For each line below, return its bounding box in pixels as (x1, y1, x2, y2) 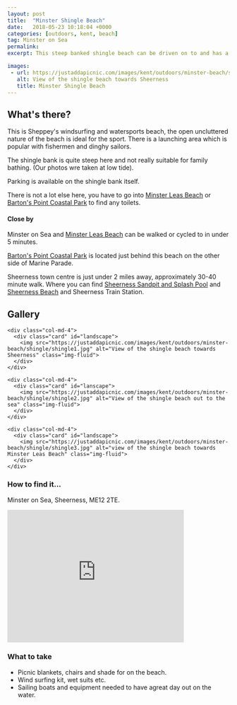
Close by (7, 214, 34, 223)
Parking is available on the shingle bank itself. (7, 177, 140, 186)
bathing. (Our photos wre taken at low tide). (7, 163, 134, 172)
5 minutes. (7, 238, 38, 246)
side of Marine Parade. (7, 259, 74, 267)
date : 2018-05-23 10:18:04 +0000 (7, 23, 112, 30)
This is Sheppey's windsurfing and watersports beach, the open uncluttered (7, 127, 229, 136)
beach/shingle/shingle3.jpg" (7, 445, 93, 452)
